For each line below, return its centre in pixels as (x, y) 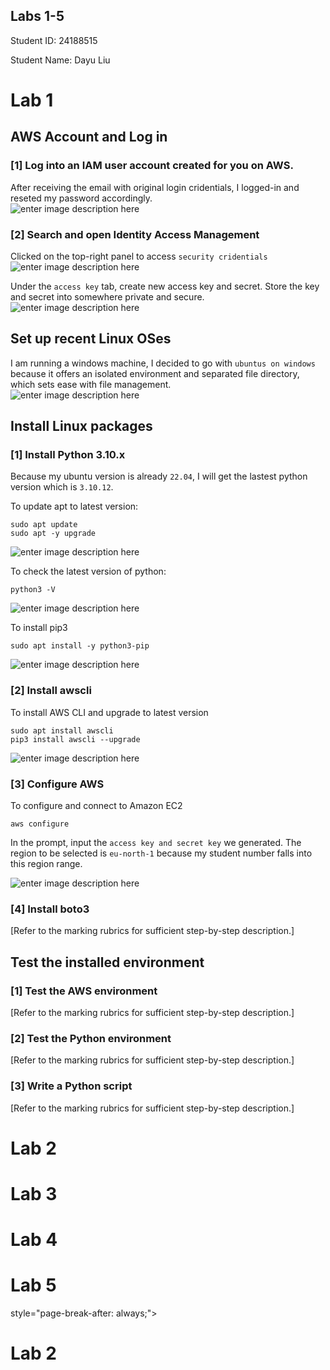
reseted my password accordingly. (81, 198)
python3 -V (33, 590)
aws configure (40, 824)
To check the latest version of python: (88, 571)
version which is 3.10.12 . (62, 487)
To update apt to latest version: (74, 506)
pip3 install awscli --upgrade (75, 739)
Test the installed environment (107, 962)
